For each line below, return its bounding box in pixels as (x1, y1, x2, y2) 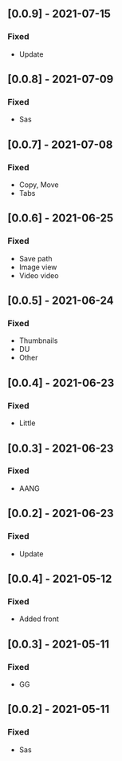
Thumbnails (18, 336, 58, 345)
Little (18, 418, 36, 428)
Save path (18, 253, 53, 263)
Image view (18, 262, 57, 272)
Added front (18, 614, 59, 624)
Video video (18, 270, 59, 280)
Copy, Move (18, 180, 59, 189)
